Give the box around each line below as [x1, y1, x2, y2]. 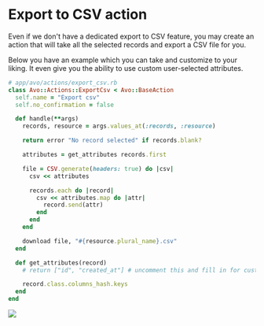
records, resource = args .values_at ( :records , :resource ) [22, 122, 216, 131]
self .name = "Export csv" [15, 93, 101, 102]
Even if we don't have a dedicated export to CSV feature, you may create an [8, 31, 255, 41]
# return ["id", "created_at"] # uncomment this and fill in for [22, 266, 241, 274]
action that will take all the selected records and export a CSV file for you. [8, 39, 246, 49]
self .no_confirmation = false [15, 101, 114, 109]
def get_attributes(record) [15, 258, 108, 267]
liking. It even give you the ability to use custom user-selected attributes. [8, 63, 244, 72]
